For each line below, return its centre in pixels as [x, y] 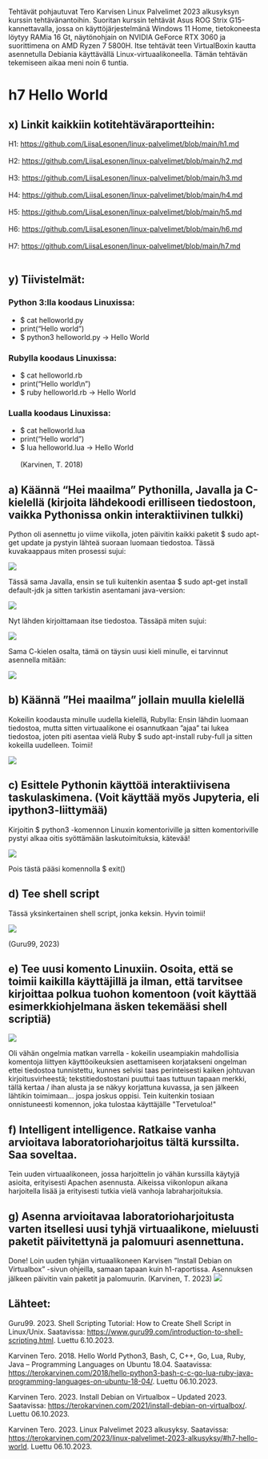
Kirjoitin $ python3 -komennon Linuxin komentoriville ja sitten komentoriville [134, 830]
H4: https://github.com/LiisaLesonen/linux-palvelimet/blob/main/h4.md [126, 195]
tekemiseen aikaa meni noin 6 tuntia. [69, 63]
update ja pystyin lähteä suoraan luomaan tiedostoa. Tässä [118, 543]
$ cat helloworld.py [52, 320]
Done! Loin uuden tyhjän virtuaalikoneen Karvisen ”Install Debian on [120, 1260]
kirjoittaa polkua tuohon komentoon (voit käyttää [133, 994]
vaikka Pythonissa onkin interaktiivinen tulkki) [126, 515]
